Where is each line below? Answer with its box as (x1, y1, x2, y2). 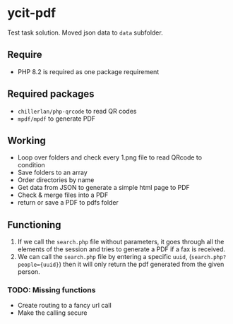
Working (7, 134, 46, 146)
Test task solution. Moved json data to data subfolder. (7, 28, 164, 37)
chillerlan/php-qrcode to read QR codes (17, 107, 137, 115)
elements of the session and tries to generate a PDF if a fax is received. (17, 245, 226, 253)
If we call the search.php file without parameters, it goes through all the (17, 238, 225, 246)
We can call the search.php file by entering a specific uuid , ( (17, 253, 192, 261)
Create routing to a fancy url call (17, 301, 112, 310)
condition (17, 161, 46, 169)
